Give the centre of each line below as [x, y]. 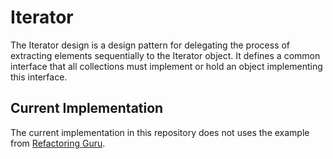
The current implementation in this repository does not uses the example [160, 132]
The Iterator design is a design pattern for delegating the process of [150, 45]
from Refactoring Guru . [58, 143]
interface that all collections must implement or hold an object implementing [166, 66]
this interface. [39, 77]
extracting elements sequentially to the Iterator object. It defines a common [165, 55]
